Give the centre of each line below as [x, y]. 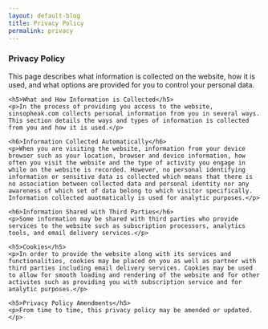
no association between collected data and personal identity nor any [129, 184]
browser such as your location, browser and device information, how [127, 156]
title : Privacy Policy [46, 23]
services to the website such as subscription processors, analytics [127, 225]
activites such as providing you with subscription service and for [125, 282]
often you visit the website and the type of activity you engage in [127, 162]
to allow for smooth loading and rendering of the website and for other [134, 275]
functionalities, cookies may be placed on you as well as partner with [132, 261]
